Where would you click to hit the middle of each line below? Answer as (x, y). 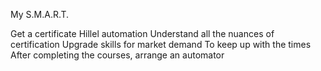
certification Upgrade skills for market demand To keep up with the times (161, 44)
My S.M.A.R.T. (40, 14)
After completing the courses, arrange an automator (117, 55)
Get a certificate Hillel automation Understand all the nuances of (142, 33)
